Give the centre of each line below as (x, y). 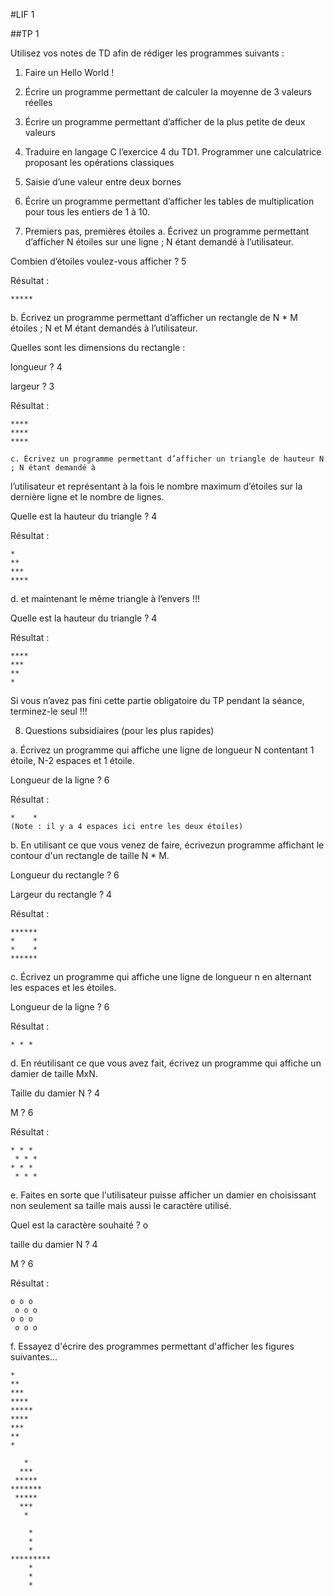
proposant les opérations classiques (99, 162)
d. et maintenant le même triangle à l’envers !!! (105, 598)
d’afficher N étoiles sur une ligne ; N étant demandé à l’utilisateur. (159, 242)
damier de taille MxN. (54, 1073)
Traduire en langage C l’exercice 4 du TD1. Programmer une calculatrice (173, 152)
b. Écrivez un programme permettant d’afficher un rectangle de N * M (154, 317)
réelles (38, 102)
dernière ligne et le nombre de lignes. (87, 497)
